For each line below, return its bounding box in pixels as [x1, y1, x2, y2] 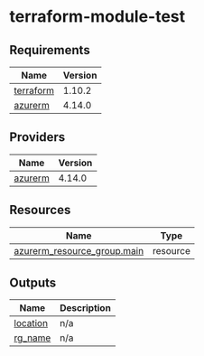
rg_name [14, 332, 51, 344]
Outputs [9, 276, 57, 291]
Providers [9, 129, 66, 145]
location [14, 317, 48, 330]
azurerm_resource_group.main [14, 244, 144, 257]
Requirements [9, 42, 90, 58]
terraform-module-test [9, 6, 186, 27]
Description [60, 302, 111, 314]
